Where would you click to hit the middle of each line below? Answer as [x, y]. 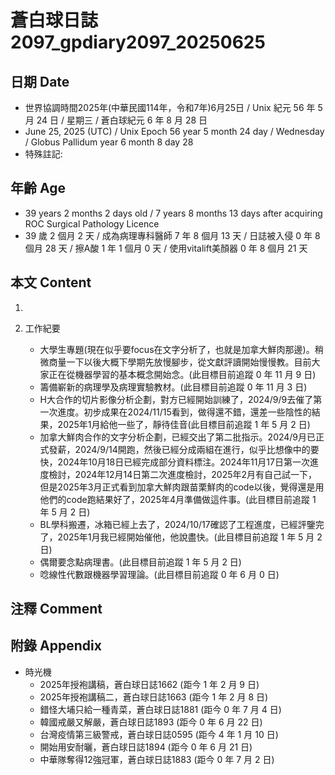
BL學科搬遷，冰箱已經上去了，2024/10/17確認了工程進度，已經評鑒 [177, 524]
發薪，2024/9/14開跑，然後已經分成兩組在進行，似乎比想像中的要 [184, 449]
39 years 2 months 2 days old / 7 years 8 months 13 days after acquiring [173, 213]
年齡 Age [38, 188]
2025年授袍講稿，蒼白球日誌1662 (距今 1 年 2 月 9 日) [149, 684]
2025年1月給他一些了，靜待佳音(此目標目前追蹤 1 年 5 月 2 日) [184, 424]
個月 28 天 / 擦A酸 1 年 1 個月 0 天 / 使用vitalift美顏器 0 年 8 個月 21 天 [166, 248]
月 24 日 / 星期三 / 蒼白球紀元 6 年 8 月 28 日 [116, 120]
